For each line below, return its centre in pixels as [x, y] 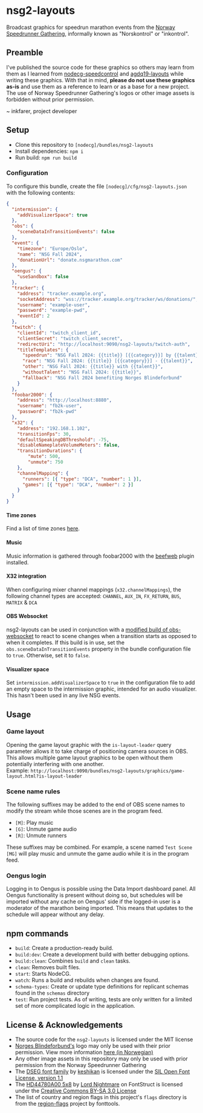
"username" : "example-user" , [54, 305]
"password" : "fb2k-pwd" [47, 411]
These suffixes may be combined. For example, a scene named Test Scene [99, 847]
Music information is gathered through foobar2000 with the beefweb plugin [100, 556]
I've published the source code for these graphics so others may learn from [100, 67]
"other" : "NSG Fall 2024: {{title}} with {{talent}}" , [93, 367]
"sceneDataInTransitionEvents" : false [66, 232]
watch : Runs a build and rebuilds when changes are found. [87, 980]
